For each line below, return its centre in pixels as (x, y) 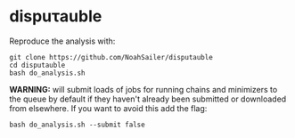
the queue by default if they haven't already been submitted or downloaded (148, 99)
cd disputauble (37, 65)
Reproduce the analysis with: (62, 41)
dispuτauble (56, 16)
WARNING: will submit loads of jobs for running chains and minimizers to (143, 89)
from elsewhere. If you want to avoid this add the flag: (108, 108)
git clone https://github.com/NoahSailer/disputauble (111, 57)
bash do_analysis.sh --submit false (77, 125)
